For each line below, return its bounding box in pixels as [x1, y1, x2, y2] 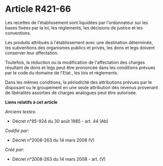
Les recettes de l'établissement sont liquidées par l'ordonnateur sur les [5, 20, 148, 25]
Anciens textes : [5, 109, 37, 115]
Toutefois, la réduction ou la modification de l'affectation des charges [5, 59, 145, 65]
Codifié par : [5, 127, 29, 133]
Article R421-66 [5, 3, 71, 15]
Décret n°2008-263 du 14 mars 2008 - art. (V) [12, 156, 106, 162]
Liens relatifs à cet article [5, 99, 58, 105]
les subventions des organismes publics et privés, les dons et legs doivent [5, 45, 155, 50]
